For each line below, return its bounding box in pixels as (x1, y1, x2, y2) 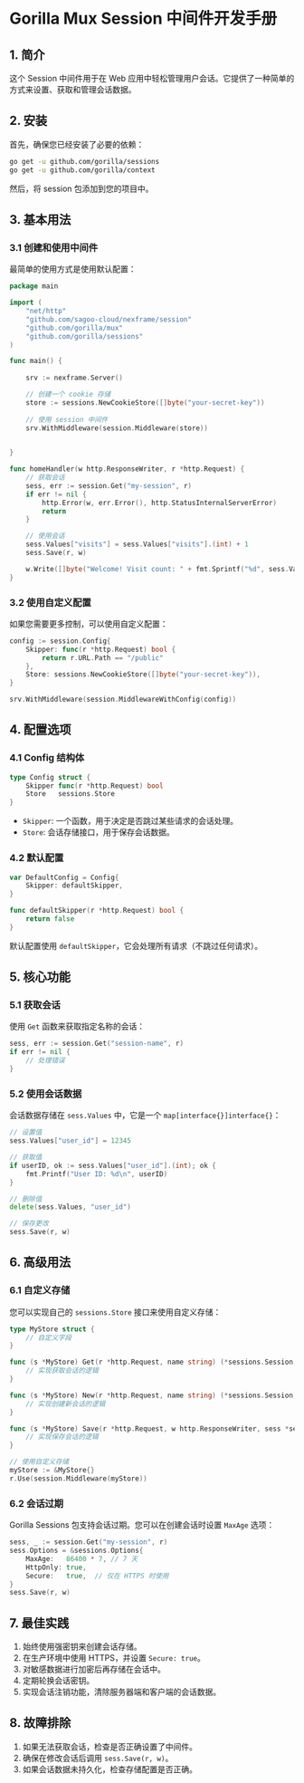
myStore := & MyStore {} (9, 1466, 95, 1475)
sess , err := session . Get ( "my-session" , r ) (25, 481, 193, 490)
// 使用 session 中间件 (25, 415, 109, 424)
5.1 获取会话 (9, 999, 62, 1011)
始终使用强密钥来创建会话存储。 (22, 1641, 142, 1653)
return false (25, 915, 75, 924)
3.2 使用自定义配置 (9, 596, 92, 609)
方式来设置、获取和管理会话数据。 (9, 84, 137, 95)
